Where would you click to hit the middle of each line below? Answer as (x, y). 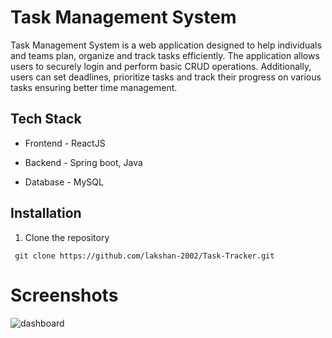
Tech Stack (46, 119)
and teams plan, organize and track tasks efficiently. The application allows (165, 55)
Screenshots (64, 295)
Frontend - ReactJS (65, 143)
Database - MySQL (64, 182)
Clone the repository (67, 237)
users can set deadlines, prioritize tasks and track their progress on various (166, 77)
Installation (46, 213)
